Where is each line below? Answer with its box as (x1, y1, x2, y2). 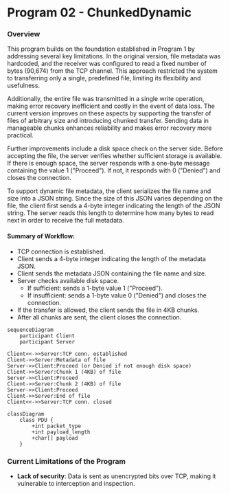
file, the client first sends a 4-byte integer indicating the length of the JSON (7, 201, 220, 210)
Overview (7, 30, 41, 39)
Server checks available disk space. (16, 276, 119, 284)
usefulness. (7, 81, 40, 90)
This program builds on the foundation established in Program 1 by (7, 45, 196, 53)
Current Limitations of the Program (7, 456, 126, 466)
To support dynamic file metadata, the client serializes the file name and (7, 187, 211, 195)
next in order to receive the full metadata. (7, 216, 124, 225)
